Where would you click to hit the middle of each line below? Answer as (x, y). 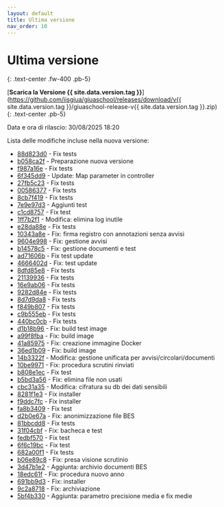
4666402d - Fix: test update (57, 263)
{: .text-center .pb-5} (37, 114)
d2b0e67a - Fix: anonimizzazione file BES (76, 416)
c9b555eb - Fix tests (47, 314)
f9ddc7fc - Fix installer (49, 401)
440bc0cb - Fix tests (47, 321)
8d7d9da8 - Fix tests (46, 299)
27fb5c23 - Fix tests (46, 183)
